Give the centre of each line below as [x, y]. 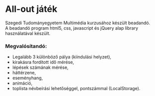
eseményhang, [28, 78]
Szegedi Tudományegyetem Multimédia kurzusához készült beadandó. [78, 23]
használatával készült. [28, 33]
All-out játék [31, 9]
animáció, [22, 83]
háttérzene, [24, 73]
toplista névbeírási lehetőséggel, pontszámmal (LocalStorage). [76, 89]
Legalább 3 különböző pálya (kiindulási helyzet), [62, 57]
